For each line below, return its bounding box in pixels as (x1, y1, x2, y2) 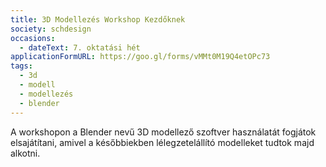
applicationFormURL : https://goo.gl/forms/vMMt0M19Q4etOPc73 (10, 52, 271, 62)
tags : (10, 61, 33, 71)
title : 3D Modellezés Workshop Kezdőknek (10, 14, 186, 25)
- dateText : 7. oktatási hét (19, 42, 141, 53)
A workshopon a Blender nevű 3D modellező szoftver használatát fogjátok (10, 126, 317, 138)
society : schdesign (10, 24, 92, 34)
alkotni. (10, 147, 41, 159)
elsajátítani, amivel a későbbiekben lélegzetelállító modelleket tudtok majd (10, 136, 315, 148)
